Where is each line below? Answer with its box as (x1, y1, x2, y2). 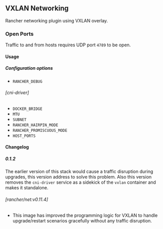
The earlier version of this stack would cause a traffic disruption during (5, 168, 153, 175)
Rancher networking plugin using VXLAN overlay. (5, 17, 108, 23)
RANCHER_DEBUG (12, 79, 43, 84)
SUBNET (12, 117, 27, 122)
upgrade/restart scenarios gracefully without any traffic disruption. (12, 217, 152, 223)
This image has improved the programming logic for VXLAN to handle (12, 212, 158, 218)
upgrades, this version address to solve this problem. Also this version (5, 174, 152, 180)
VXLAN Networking (5, 4, 69, 13)
